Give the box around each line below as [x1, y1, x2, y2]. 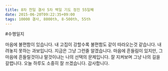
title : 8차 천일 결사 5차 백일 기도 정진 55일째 [5, 7, 94, 12]
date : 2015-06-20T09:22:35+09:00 [5, 12, 75, 17]
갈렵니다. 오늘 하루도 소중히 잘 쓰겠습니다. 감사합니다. [5, 60, 109, 66]
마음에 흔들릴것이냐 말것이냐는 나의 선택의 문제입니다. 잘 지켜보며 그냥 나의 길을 [5, 54, 160, 60]
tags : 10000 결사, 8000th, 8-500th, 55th [5, 16, 91, 21]
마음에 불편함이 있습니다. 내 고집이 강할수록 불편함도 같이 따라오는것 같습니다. [5, 41, 156, 47]
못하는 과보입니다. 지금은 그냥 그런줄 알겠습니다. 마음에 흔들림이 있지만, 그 [18, 48, 163, 54]
